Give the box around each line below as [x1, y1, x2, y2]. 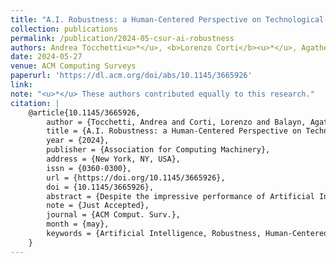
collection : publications [10, 24, 118, 34]
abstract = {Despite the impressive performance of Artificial [46, 191, 315, 201]
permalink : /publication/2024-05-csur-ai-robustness [10, 33, 235, 43]
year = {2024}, [46, 136, 110, 146]
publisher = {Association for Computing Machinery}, [46, 145, 271, 155]
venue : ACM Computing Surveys [10, 61, 137, 71]
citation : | [10, 98, 60, 108]
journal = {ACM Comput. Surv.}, [46, 210, 182, 220]
